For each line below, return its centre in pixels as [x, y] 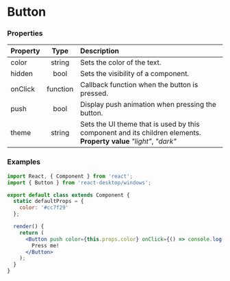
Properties [25, 34]
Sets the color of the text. [120, 62]
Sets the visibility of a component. [135, 74]
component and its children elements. [140, 133]
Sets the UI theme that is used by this [140, 124]
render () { [29, 227]
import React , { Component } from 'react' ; [70, 176]
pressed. [94, 93]
